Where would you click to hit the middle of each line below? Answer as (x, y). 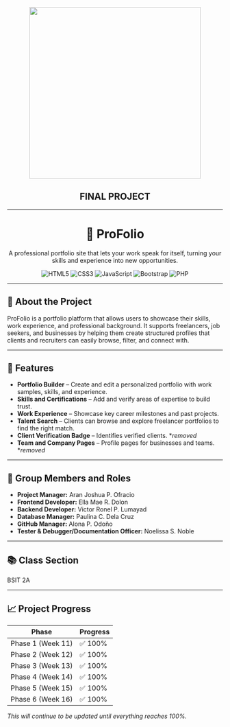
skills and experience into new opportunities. (115, 260)
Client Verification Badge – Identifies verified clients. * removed (107, 436)
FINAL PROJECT (115, 197)
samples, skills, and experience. (62, 392)
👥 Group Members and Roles (69, 478)
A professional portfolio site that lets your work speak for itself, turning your (115, 253)
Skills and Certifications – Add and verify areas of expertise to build (114, 399)
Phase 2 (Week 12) (42, 654)
